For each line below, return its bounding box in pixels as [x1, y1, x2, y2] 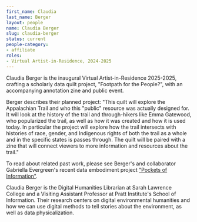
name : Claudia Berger [6, 25, 59, 31]
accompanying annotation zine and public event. [6, 87, 124, 94]
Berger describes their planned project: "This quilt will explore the [6, 98, 166, 105]
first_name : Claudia [6, 8, 57, 15]
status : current [6, 36, 46, 42]
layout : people [6, 19, 44, 25]
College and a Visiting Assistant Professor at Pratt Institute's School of [6, 190, 176, 197]
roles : [6, 53, 22, 58]
